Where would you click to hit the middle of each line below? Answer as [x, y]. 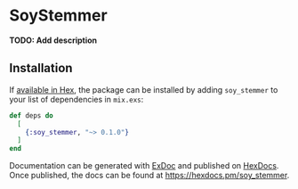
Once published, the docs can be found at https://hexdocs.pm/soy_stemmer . [149, 176]
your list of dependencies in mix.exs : [77, 99]
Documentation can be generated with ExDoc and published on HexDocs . [144, 166]
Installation [41, 68]
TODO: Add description [53, 40]
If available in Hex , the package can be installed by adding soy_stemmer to [144, 89]
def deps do [31, 115]
